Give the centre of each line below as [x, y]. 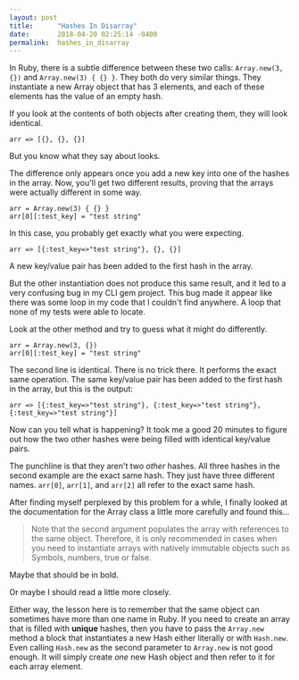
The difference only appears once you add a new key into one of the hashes [149, 173]
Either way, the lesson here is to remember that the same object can [135, 609]
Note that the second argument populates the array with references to [160, 529]
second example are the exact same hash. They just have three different [142, 475]
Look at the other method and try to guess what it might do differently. [138, 329]
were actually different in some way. [76, 192]
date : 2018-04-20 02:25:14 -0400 [83, 34]
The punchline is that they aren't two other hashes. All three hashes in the [145, 466]
